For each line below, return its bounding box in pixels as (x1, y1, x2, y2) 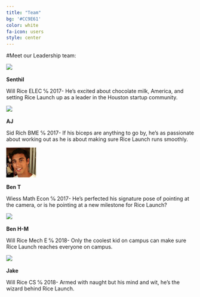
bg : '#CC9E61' (6, 16, 42, 22)
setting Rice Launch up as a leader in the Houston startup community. (6, 94, 178, 101)
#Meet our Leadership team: (6, 52, 76, 59)
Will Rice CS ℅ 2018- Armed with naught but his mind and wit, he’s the (6, 278, 180, 286)
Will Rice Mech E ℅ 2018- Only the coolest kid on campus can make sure (6, 237, 187, 244)
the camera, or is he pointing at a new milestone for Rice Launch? (6, 201, 167, 209)
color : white (6, 22, 39, 28)
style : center (6, 35, 42, 41)
